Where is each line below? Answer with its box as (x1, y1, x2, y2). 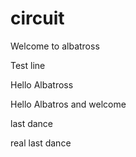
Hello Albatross (10, 78, 74, 91)
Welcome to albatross (10, 40, 100, 52)
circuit (10, 7, 65, 30)
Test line (10, 59, 46, 71)
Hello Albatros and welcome (10, 98, 127, 110)
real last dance (10, 137, 72, 149)
